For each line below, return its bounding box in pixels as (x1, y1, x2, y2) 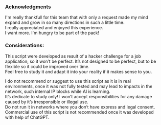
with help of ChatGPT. (5, 114, 50, 120)
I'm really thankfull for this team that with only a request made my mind (5, 15, 148, 20)
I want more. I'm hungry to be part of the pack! (5, 30, 99, 36)
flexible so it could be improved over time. (5, 63, 90, 69)
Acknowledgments (5, 3, 51, 10)
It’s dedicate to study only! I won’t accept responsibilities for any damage (5, 93, 153, 99)
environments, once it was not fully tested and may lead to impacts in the (5, 83, 153, 89)
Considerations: (5, 42, 45, 49)
